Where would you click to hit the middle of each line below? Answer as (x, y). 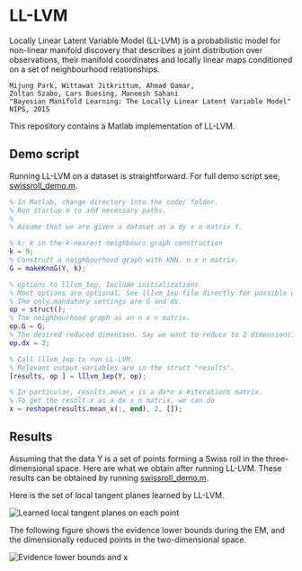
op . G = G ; (28, 326)
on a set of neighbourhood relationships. (84, 69)
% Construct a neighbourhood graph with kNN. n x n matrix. (124, 260)
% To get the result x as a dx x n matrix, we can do (112, 401)
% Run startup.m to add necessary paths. (88, 210)
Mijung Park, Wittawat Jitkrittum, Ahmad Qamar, (102, 85)
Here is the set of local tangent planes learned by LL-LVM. (117, 495)
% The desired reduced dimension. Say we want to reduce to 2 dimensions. (152, 335)
